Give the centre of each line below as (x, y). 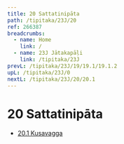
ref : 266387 (25, 27)
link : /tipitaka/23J (50, 60)
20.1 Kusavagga (40, 133)
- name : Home (33, 40)
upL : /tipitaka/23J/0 (39, 72)
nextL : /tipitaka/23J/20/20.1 (51, 79)
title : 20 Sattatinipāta (43, 14)
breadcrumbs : (26, 33)
